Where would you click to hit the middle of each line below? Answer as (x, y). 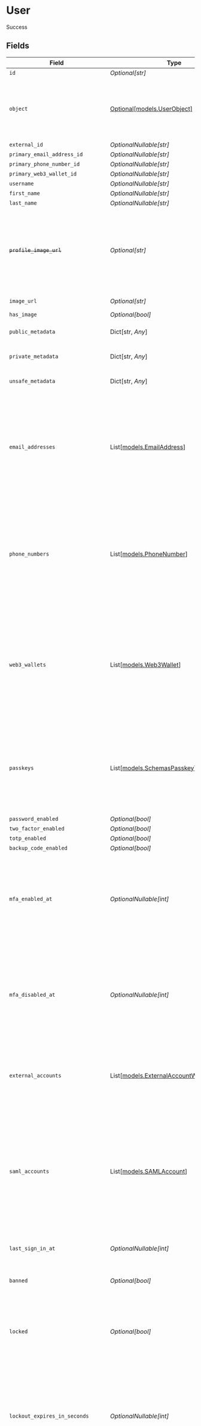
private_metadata (34, 356)
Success (17, 27)
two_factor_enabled (37, 829)
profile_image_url (35, 250)
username (22, 183)
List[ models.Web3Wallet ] (145, 665)
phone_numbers (29, 554)
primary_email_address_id (46, 154)
